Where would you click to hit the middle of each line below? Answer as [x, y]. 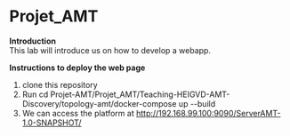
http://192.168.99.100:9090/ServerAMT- [209, 113]
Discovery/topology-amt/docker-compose [99, 103]
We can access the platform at [78, 113]
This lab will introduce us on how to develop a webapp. [110, 50]
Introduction [32, 41]
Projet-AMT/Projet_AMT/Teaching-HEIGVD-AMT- [140, 94]
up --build [197, 103]
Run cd [35, 94]
